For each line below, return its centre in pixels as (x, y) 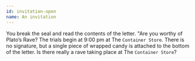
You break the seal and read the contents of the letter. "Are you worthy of (95, 33)
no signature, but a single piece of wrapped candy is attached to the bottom (98, 46)
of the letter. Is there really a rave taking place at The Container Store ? (91, 52)
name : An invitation (31, 17)
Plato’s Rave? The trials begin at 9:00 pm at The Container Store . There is (95, 40)
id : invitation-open (31, 11)
